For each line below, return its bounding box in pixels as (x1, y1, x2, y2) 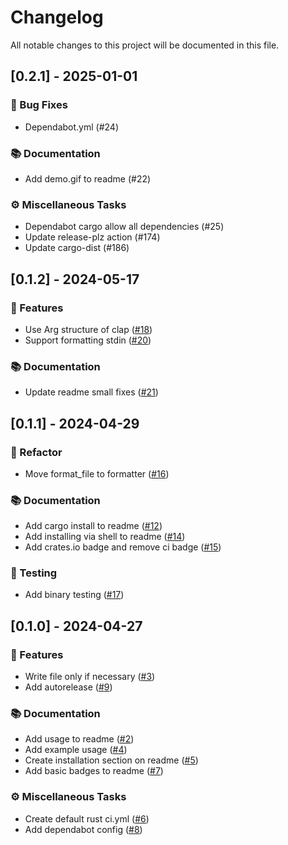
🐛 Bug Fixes (10, 98, 68, 112)
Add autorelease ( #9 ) (24, 681, 113, 693)
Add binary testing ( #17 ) (24, 589, 125, 601)
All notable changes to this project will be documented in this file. (10, 39, 280, 51)
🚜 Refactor (10, 445, 63, 459)
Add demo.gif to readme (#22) (24, 172, 152, 185)
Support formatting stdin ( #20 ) (24, 334, 152, 346)
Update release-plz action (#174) (24, 231, 161, 243)
